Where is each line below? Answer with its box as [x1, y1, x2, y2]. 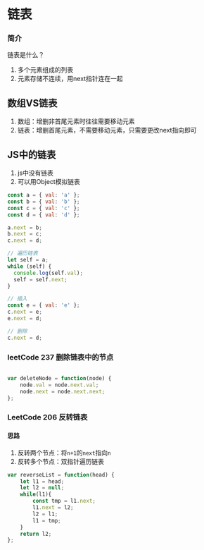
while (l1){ [20, 491, 52, 498]
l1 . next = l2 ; [32, 504, 74, 511]
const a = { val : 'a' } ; [7, 192, 80, 199]
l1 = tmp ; [32, 517, 61, 524]
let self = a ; [7, 257, 49, 264]
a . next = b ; [7, 224, 42, 231]
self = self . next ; [13, 276, 68, 283]
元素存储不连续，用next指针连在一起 [17, 75, 123, 83]
